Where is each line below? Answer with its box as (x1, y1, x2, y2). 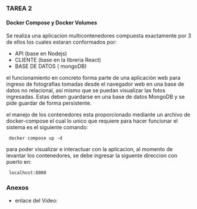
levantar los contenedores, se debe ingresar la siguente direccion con (6, 152, 177, 159)
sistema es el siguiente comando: (6, 124, 88, 131)
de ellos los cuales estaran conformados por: (6, 39, 117, 46)
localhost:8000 (8, 170, 46, 176)
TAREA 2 (6, 4, 32, 13)
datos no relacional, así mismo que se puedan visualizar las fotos (6, 87, 165, 94)
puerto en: (6, 158, 32, 166)
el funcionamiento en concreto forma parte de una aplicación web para (6, 74, 181, 82)
